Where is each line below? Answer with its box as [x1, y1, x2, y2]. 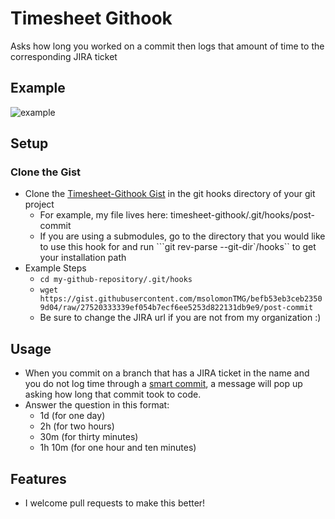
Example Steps [24, 262, 87, 274]
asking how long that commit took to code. [24, 388, 202, 401]
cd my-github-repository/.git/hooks [39, 275, 193, 285]
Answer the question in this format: [24, 399, 170, 411]
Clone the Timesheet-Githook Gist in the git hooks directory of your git [24, 188, 316, 200]
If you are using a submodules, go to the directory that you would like [39, 230, 326, 242]
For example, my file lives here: [39, 209, 169, 221]
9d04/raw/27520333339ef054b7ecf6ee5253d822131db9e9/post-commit [39, 303, 314, 313]
